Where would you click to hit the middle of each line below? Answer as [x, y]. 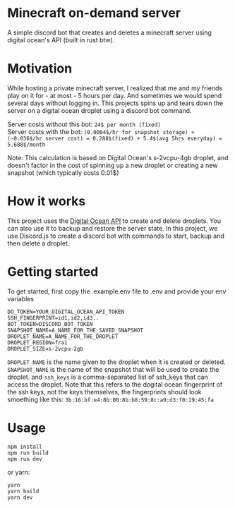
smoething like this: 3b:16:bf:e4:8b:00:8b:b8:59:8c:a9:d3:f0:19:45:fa [110, 399]
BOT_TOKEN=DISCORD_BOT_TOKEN [50, 324]
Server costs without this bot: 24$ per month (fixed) [84, 124]
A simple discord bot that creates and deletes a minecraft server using [109, 32]
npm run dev [25, 459]
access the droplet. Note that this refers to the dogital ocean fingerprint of [115, 384]
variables [20, 298]
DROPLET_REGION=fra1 [38, 343]
